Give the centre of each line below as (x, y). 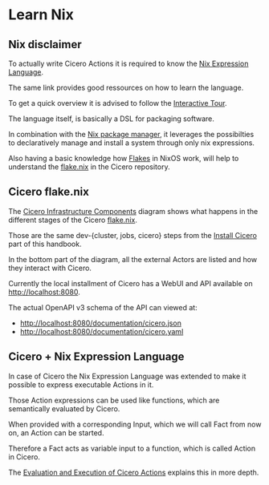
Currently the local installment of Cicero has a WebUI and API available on (130, 283)
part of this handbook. (45, 244)
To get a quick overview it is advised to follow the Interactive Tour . (118, 103)
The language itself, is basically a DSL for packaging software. (112, 119)
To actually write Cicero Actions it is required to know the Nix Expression (128, 63)
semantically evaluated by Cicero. (64, 408)
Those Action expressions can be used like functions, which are (114, 400)
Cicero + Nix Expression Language (96, 357)
